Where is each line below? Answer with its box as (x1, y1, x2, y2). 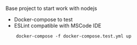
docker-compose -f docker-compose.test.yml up (16, 33, 132, 39)
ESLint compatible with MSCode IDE (13, 22, 102, 29)
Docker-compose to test (13, 16, 73, 22)
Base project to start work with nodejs (5, 5, 97, 12)
